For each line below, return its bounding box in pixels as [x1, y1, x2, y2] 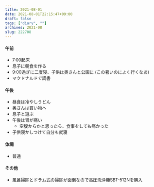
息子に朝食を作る [12, 63, 47, 69]
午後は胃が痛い [12, 117, 42, 123]
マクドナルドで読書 [12, 75, 51, 81]
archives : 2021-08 [5, 25, 42, 30]
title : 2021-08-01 [5, 7, 42, 12]
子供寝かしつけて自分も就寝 [12, 129, 68, 135]
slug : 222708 [5, 30, 32, 34]
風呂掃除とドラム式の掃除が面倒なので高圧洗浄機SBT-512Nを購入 [12, 177, 143, 183]
